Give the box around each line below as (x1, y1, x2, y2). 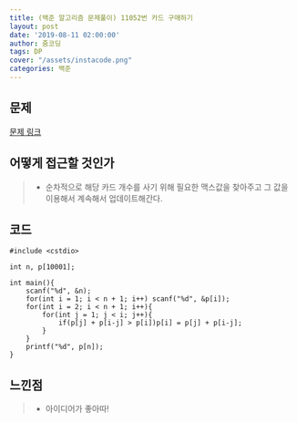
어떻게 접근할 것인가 (9, 156, 115, 171)
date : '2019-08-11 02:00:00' (9, 30, 120, 39)
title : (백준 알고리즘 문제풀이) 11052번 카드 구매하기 (9, 13, 194, 23)
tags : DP (9, 47, 43, 57)
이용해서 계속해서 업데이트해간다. (45, 192, 163, 203)
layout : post (9, 22, 59, 31)
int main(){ (9, 279, 55, 288)
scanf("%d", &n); (26, 286, 92, 296)
